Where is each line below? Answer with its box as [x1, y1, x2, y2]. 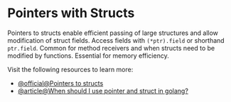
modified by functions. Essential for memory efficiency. [7, 51, 169, 60]
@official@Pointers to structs [17, 78, 104, 87]
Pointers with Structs [7, 5, 135, 21]
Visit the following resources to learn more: [7, 65, 134, 73]
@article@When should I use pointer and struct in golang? [17, 86, 188, 95]
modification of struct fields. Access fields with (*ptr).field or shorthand [7, 36, 225, 44]
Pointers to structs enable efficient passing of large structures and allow [7, 29, 219, 37]
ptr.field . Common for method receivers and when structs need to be [7, 44, 215, 52]
